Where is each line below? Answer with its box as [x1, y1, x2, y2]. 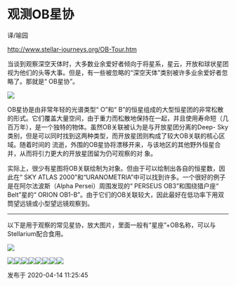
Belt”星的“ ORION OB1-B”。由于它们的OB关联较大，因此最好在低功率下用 [7, 190, 218, 199]
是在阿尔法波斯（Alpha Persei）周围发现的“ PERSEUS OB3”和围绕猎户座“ [7, 181, 219, 190]
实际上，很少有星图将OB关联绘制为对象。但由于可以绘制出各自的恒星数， [7, 164, 219, 172]
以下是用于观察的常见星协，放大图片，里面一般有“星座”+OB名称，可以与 [7, 221, 216, 229]
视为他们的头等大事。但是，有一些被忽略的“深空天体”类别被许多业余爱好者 [7, 68, 223, 77]
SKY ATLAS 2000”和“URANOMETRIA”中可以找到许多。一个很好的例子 [24, 173, 226, 181]
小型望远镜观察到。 [37, 199, 93, 207]
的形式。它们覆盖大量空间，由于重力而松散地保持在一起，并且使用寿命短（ [7, 114, 223, 122]
